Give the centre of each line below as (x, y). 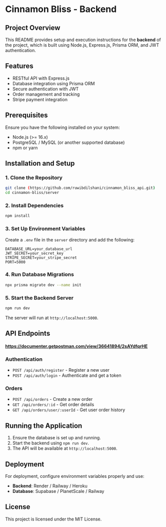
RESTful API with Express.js (41, 78)
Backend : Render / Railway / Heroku (50, 486)
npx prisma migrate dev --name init (43, 285)
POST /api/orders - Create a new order (52, 399)
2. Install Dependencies (34, 205)
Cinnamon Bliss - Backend (61, 9)
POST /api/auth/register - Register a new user (61, 370)
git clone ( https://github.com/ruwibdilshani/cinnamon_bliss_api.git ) (80, 188)
